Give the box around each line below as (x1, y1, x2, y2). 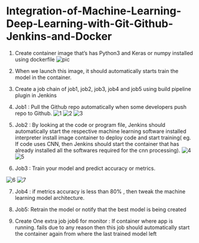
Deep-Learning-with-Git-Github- (6, 17, 173, 31)
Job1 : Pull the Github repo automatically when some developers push (14, 103, 187, 110)
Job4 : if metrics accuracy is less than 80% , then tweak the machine (14, 187, 186, 195)
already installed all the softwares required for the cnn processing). (14, 147, 180, 154)
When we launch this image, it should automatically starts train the (14, 67, 179, 74)
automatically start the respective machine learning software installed (14, 127, 186, 135)
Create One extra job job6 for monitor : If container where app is (14, 217, 173, 224)
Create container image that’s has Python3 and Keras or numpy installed (14, 49, 193, 56)
